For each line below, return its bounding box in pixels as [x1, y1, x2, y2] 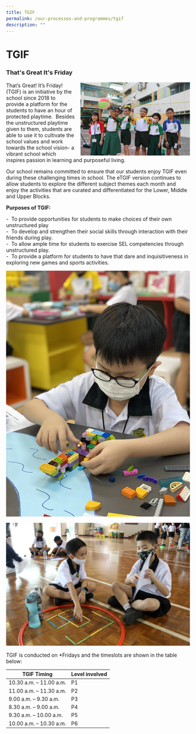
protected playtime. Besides [6, 113, 75, 120]
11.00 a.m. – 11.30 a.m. [8, 687, 66, 694]
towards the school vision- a [6, 144, 75, 151]
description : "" [6, 22, 45, 28]
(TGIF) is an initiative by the [6, 88, 72, 95]
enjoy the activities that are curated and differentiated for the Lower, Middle [6, 186, 188, 193]
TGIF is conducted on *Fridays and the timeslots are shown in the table [6, 651, 177, 658]
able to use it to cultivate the [6, 132, 75, 139]
